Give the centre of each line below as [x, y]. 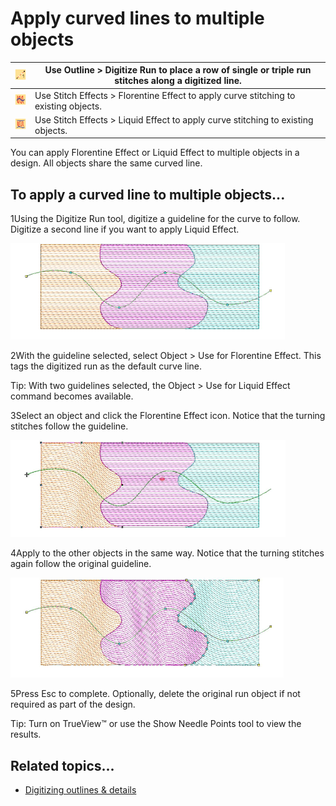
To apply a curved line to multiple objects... [148, 194]
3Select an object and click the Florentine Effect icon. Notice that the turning [168, 416]
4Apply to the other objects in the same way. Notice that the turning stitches [167, 553]
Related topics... [62, 765]
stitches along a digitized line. [178, 81]
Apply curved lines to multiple [137, 18]
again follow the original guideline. [81, 564]
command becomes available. [72, 396]
